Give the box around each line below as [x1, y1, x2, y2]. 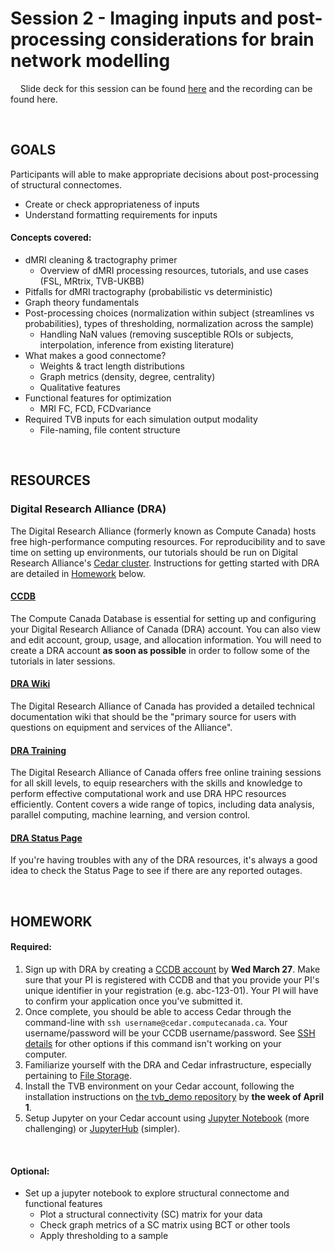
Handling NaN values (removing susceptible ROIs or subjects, [39, 328, 294, 340]
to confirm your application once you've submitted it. [24, 995, 243, 1007]
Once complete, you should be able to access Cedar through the [24, 1006, 292, 1018]
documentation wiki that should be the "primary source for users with [10, 711, 297, 723]
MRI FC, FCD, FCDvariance [39, 402, 152, 414]
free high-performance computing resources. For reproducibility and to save [10, 535, 326, 547]
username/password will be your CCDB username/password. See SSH [24, 1027, 316, 1039]
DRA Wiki [10, 678, 51, 690]
